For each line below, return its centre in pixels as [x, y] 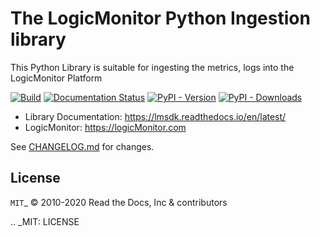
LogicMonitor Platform [56, 78]
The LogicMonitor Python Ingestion [160, 18]
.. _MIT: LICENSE [45, 221]
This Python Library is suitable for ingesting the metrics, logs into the [152, 67]
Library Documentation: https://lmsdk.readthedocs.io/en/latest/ [155, 116]
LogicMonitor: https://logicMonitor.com [105, 127]
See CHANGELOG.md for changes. [82, 146]
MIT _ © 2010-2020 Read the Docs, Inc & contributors [119, 202]
